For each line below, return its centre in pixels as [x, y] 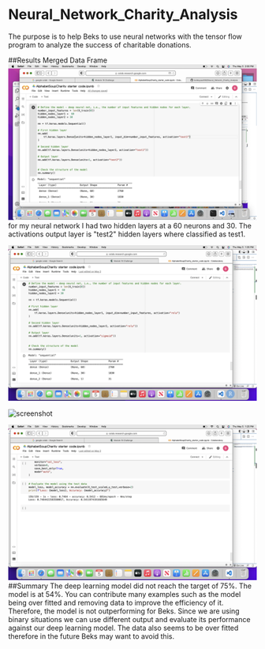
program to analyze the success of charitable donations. [100, 44]
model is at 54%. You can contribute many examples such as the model [125, 594]
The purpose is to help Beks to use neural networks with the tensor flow [125, 36]
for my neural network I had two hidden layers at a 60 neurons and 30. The [130, 225]
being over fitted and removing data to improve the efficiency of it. [116, 602]
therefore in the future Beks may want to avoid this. [91, 636]
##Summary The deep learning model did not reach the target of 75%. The [130, 586]
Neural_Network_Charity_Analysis [123, 15]
